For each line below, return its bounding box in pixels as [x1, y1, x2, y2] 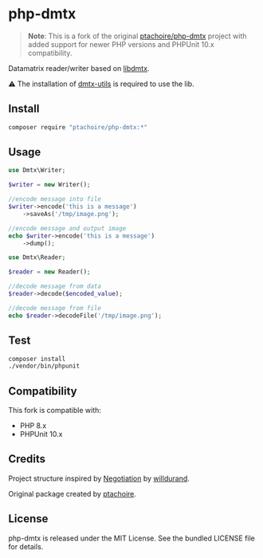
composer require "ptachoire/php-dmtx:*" [8, 123, 148, 132]
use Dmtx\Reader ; [8, 253, 66, 261]
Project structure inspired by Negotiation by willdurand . [8, 474, 190, 483]
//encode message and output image [8, 224, 127, 232]
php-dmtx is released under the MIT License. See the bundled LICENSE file [8, 533, 255, 543]
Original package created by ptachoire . [8, 489, 137, 498]
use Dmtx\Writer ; [8, 167, 66, 175]
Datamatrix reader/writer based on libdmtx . [8, 63, 150, 73]
